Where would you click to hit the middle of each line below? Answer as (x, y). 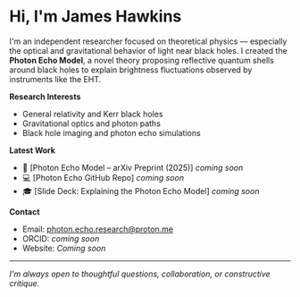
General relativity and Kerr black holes (92, 114)
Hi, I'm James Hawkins (96, 17)
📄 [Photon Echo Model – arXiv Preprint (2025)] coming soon (133, 167)
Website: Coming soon (64, 248)
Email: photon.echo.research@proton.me (98, 229)
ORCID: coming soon (61, 238)
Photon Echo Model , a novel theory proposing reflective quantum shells (142, 60)
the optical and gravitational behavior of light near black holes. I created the (148, 50)
